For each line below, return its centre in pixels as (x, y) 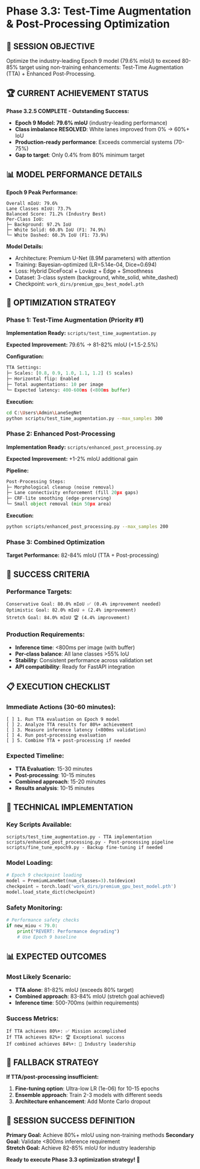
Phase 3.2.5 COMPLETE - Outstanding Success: (68, 111)
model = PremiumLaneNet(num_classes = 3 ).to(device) (71, 881)
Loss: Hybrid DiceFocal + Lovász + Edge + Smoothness (84, 271)
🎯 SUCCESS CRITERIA (48, 574)
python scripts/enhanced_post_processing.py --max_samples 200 (87, 527)
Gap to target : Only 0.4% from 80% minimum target (80, 155)
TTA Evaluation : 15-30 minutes (54, 769)
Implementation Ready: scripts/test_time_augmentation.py (81, 333)
